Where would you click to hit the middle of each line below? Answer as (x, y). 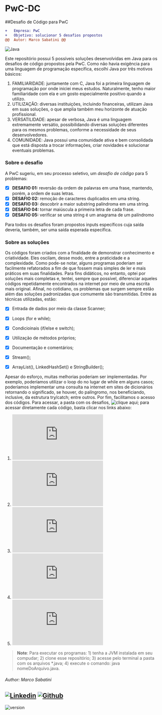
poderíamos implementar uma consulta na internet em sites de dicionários (79, 387)
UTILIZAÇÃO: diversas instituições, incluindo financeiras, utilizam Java (82, 104)
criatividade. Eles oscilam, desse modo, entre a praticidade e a (67, 258)
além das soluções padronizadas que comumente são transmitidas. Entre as (81, 294)
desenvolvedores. (30, 135)
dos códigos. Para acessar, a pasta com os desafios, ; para (77, 402)
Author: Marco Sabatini (28, 680)
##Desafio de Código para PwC (37, 22)
